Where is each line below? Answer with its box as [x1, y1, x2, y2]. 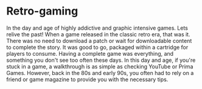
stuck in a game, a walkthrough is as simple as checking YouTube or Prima [6, 62, 193, 70]
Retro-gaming [6, 4, 78, 18]
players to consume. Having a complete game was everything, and [6, 50, 174, 57]
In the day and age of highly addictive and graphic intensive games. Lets [6, 24, 189, 31]
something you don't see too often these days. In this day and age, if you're [6, 56, 196, 64]
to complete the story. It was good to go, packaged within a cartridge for [6, 44, 189, 51]
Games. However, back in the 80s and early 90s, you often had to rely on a [6, 69, 194, 76]
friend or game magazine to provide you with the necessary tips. [6, 76, 169, 83]
